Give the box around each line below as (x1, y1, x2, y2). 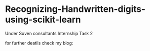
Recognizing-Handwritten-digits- (5, 3, 146, 15)
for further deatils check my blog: (5, 40, 73, 46)
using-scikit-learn (5, 14, 81, 25)
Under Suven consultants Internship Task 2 (5, 30, 93, 36)
